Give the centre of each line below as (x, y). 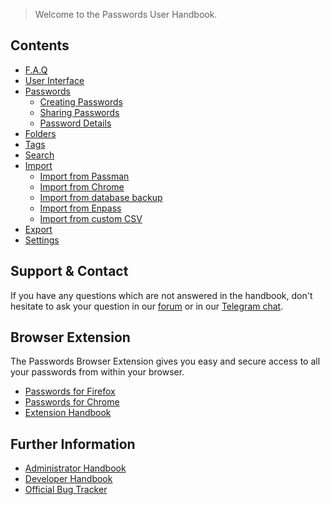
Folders (40, 133)
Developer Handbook (68, 479)
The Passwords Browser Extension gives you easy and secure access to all (165, 361)
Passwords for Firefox (70, 391)
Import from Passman (84, 176)
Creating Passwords (81, 101)
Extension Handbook (68, 413)
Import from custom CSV (91, 218)
